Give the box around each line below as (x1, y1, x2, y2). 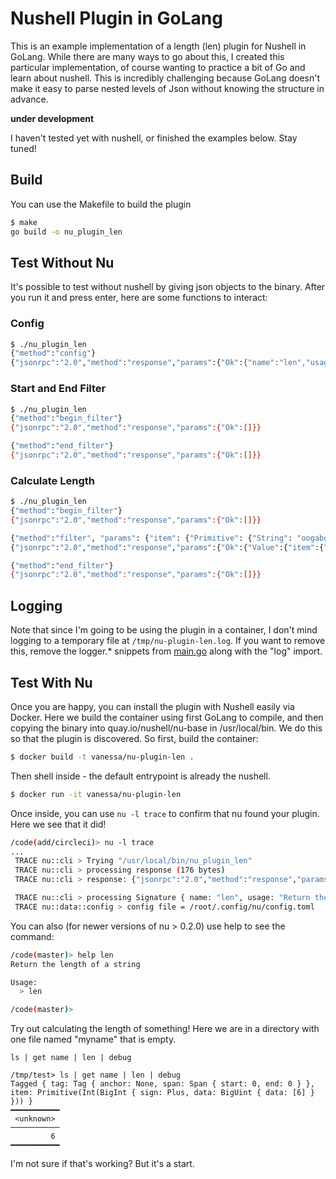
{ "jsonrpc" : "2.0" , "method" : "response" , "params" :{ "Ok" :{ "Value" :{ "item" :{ (10, 542, 325, 552)
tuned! (10, 142, 37, 154)
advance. (10, 93, 49, 105)
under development (10, 112, 95, 124)
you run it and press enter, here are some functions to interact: (10, 292, 268, 304)
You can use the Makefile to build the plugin (10, 198, 192, 210)
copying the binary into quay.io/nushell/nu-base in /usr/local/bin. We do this (10, 722, 323, 734)
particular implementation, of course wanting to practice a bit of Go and (10, 61, 306, 73)
